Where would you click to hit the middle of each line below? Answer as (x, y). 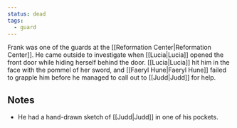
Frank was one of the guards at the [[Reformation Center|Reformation (110, 48)
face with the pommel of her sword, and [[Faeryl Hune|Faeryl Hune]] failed (117, 70)
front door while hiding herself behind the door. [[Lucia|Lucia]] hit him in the (118, 63)
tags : (15, 21)
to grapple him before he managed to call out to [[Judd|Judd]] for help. (112, 78)
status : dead (27, 14)
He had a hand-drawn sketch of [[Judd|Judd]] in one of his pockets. (118, 117)
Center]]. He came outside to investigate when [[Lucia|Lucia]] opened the (116, 55)
